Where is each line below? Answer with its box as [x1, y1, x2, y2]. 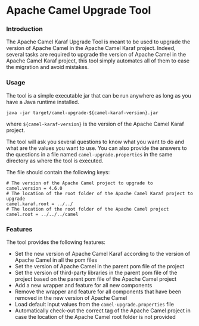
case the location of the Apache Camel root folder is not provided [14, 314, 176, 321]
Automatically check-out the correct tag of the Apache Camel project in [14, 307, 191, 314]
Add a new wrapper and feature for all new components [14, 282, 153, 289]
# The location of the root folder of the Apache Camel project [6, 206, 169, 212]
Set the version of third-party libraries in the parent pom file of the [14, 269, 178, 277]
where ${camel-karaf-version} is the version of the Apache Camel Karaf [6, 120, 185, 127]
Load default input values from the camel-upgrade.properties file [14, 301, 175, 308]
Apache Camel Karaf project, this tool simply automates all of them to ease [6, 57, 189, 64]
